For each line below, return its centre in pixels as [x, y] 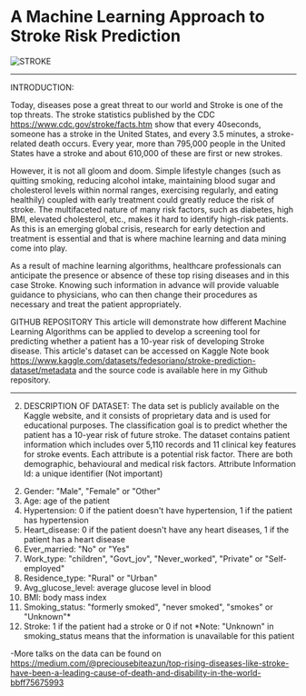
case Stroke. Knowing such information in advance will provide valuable [145, 284]
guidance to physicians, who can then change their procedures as [134, 294]
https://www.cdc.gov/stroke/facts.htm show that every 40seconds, [136, 124]
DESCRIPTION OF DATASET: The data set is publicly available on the [151, 405]
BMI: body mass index [65, 597]
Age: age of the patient [66, 501]
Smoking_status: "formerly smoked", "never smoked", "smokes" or [148, 607]
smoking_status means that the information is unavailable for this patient [159, 636]
